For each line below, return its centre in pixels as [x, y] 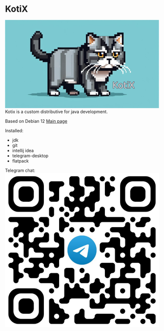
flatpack [20, 161]
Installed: [14, 130]
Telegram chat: [20, 170]
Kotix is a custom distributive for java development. [57, 112]
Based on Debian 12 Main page [36, 121]
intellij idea [23, 150]
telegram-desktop [30, 156]
